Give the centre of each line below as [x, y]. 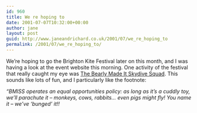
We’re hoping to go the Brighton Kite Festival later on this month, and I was [97, 61]
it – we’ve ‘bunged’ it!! [33, 104]
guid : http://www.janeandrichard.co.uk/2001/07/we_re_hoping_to [87, 39]
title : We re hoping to [35, 17]
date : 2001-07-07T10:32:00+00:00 [47, 22]
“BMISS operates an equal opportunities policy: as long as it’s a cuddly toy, [98, 91]
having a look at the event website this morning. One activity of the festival [97, 67]
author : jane [22, 28]
